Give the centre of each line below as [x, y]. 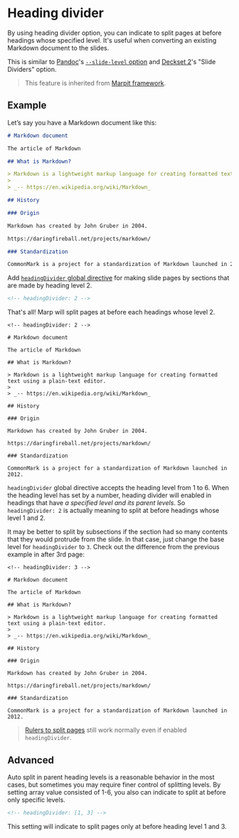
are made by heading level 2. [50, 285]
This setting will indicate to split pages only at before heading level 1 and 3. [117, 826]
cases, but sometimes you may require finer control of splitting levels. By [114, 785]
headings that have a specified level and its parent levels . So [96, 503]
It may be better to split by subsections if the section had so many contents [118, 532]
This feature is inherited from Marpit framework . [95, 83]
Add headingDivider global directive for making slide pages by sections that [118, 278]
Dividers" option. [32, 69]
